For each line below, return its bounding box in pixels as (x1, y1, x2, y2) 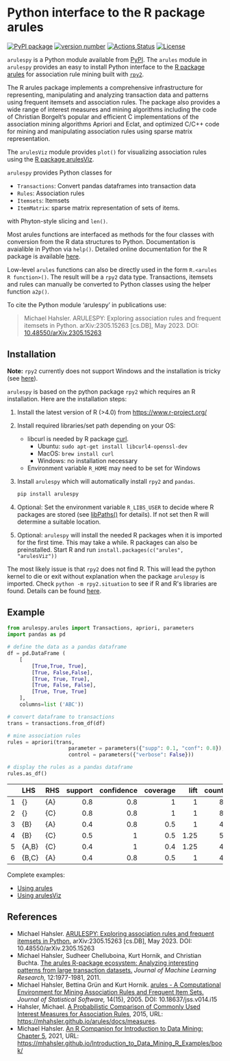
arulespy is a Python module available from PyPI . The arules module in (7, 55, 207, 63)
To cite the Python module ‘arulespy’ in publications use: (7, 300, 167, 309)
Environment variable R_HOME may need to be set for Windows (27, 464, 201, 472)
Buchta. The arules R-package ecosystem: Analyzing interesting (16, 959, 199, 967)
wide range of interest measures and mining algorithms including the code (7, 105, 217, 113)
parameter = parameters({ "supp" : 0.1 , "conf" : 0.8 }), (68, 745, 225, 752)
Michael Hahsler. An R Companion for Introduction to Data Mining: (16, 1024, 203, 1032)
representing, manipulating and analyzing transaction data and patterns (7, 91, 209, 99)
